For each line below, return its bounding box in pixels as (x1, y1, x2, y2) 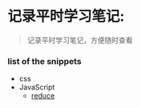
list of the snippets (7, 55, 82, 66)
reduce (30, 91, 55, 101)
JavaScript (18, 82, 55, 92)
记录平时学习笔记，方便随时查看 (26, 35, 133, 45)
